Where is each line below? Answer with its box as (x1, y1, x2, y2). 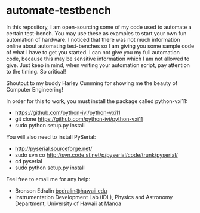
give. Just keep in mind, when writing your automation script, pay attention (6, 61, 190, 69)
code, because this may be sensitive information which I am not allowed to (6, 55, 190, 62)
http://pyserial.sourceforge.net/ (14, 145, 93, 152)
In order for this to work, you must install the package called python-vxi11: (6, 97, 188, 105)
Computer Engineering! (6, 86, 64, 93)
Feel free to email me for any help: (6, 175, 91, 182)
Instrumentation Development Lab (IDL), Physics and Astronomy (14, 193, 173, 200)
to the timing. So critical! (6, 68, 66, 75)
